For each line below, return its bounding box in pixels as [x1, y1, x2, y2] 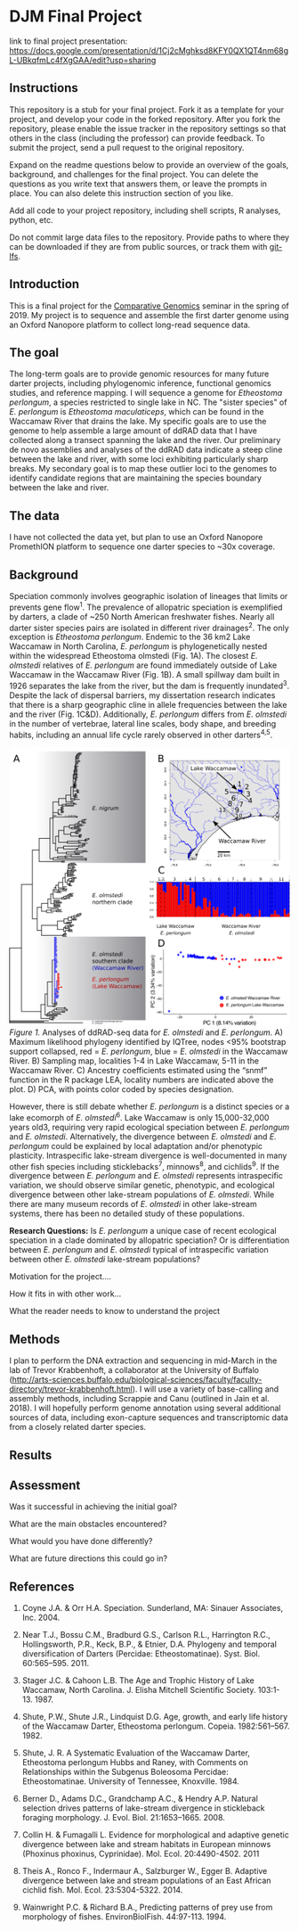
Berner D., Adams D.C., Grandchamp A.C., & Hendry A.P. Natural [21, 1794, 258, 1804]
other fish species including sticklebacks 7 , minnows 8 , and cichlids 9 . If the [9, 1159, 280, 1171]
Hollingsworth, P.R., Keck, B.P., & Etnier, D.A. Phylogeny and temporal [21, 1639, 278, 1650]
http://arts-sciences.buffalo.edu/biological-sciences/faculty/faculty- [12, 1375, 263, 1385]
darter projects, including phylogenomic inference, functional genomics [9, 378, 271, 389]
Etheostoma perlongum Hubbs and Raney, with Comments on [21, 1757, 248, 1768]
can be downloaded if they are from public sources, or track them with [9, 241, 268, 251]
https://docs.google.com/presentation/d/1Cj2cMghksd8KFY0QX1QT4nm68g [9, 45, 289, 55]
